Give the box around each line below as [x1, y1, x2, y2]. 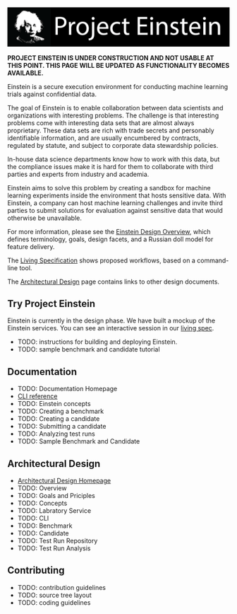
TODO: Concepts [17, 499, 68, 508]
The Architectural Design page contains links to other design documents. [7, 277, 220, 286]
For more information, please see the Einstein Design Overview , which [7, 227, 211, 236]
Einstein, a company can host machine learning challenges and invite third [7, 198, 224, 207]
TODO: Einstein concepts [17, 400, 91, 408]
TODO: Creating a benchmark [17, 407, 104, 416]
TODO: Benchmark [17, 521, 73, 530]
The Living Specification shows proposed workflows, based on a [7, 256, 196, 265]
